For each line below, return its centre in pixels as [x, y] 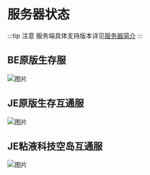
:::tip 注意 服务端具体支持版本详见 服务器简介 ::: [75, 36]
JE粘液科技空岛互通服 [55, 146]
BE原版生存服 [37, 60]
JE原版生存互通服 [46, 104]
